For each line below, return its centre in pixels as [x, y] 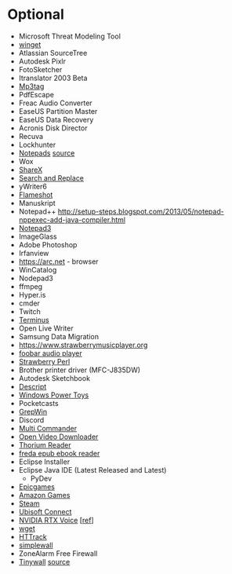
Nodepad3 [36, 278]
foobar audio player [51, 353]
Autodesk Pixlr [42, 61]
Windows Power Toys [54, 395]
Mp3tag [31, 86]
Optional [36, 15]
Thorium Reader [45, 444]
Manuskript [37, 203]
